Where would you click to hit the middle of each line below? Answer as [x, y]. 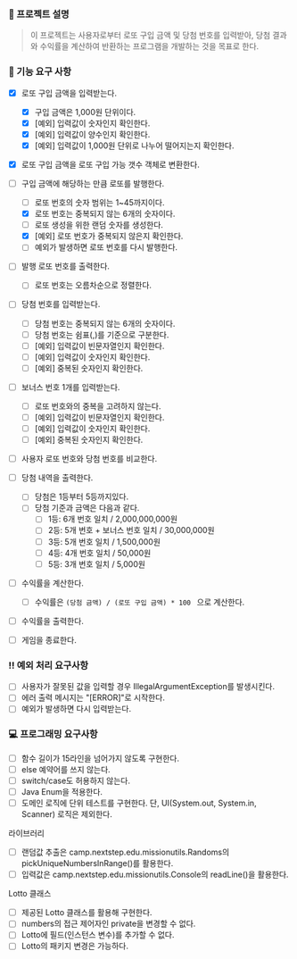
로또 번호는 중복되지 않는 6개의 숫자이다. [105, 214]
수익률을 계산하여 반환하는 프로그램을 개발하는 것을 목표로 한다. [149, 46]
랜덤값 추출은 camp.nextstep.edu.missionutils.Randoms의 [125, 852]
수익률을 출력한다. [52, 621]
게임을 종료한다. [49, 639]
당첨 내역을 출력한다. [57, 478]
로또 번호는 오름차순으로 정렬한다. [93, 285]
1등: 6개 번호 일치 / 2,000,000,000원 [113, 519]
